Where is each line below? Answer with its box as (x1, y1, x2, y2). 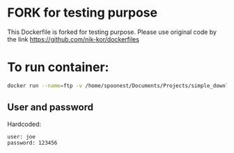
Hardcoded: (7, 120, 42, 128)
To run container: (7, 60, 109, 75)
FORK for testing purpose (7, 5, 158, 21)
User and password (7, 102, 94, 114)
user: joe (7, 133, 36, 140)
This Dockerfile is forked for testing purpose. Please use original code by (7, 28, 217, 36)
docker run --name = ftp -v (7, 82, 82, 89)
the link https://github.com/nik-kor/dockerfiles (7, 35, 139, 43)
